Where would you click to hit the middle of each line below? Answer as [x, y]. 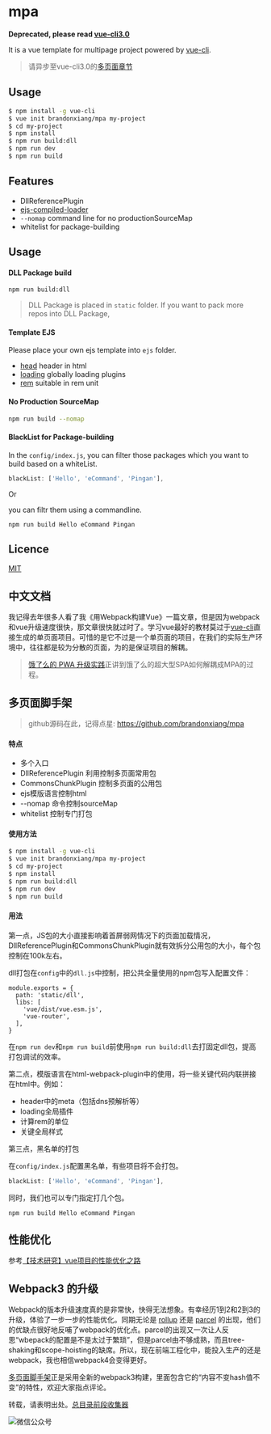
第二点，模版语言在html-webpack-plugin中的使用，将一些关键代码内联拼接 [132, 1073]
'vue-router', [46, 1016]
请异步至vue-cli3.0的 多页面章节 [80, 66]
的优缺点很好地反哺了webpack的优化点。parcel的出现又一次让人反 [119, 1330]
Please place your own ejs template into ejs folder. [92, 350]
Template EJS [32, 332]
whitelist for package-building [70, 226]
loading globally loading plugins [73, 374]
